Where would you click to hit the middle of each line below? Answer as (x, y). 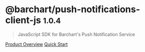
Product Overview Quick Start (36, 44)
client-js (23, 20)
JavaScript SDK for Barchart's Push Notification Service (76, 34)
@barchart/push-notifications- (73, 9)
